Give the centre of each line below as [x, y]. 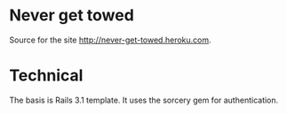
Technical [46, 76]
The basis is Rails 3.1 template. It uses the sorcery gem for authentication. [144, 100]
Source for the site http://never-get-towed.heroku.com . [110, 40]
